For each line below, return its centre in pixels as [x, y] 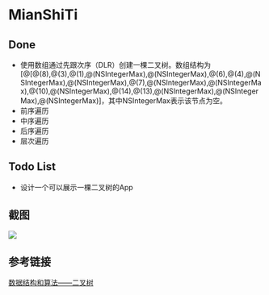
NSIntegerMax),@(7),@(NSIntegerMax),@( [147, 83]
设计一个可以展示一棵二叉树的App [76, 187]
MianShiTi [43, 15]
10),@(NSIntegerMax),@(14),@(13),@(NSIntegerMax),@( [132, 91]
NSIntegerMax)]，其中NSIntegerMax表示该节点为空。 [138, 101]
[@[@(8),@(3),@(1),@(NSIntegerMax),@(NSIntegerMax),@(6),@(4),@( [138, 74]
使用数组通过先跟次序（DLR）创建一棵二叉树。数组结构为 [116, 65]
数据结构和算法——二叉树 [51, 283]
